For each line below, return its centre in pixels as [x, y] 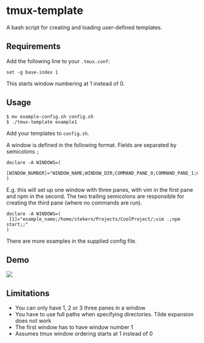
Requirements [33, 46]
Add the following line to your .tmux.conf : [58, 61]
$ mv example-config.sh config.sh [50, 117]
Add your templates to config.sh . [48, 133]
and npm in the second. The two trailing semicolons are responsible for [95, 196]
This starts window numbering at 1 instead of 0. [66, 83]
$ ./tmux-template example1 [42, 122]
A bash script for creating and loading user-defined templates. [84, 27]
